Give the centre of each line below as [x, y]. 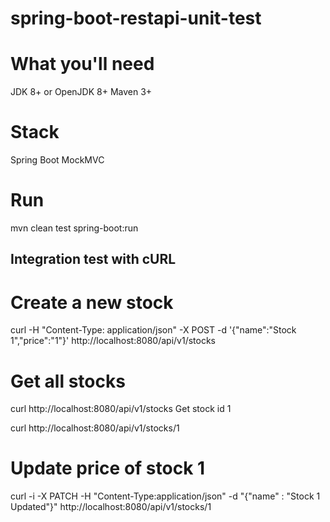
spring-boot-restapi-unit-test [136, 18]
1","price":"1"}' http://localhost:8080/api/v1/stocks [113, 341]
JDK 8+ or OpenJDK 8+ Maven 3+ [81, 92]
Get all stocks [68, 381]
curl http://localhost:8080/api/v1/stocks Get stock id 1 [121, 409]
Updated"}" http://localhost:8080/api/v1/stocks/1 [111, 507]
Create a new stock [92, 302]
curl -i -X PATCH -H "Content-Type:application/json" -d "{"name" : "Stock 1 [165, 496]
